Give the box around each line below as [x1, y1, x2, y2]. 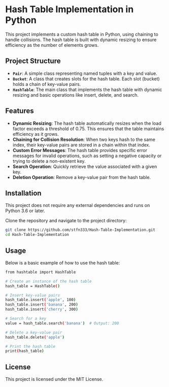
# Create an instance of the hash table [5, 279, 92, 284]
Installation [5, 189, 42, 197]
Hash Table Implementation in [5, 4, 134, 15]
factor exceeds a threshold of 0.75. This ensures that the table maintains [12, 126, 164, 132]
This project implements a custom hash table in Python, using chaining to [5, 31, 158, 37]
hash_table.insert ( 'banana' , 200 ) [5, 302, 79, 307]
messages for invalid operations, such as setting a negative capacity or [12, 153, 162, 159]
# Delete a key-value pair [5, 330, 62, 335]
